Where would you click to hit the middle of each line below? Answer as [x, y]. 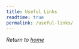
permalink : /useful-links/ [40, 23]
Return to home [25, 40]
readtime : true [25, 17]
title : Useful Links [32, 12]
